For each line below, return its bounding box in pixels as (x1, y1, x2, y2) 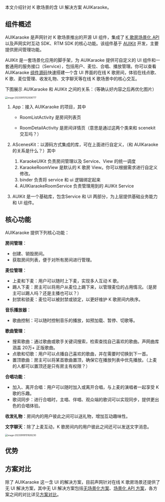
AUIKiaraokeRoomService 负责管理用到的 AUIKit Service (19, 183, 134, 189)
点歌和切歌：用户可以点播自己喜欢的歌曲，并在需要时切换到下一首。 (12, 351, 151, 357)
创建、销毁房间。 (12, 250, 47, 256)
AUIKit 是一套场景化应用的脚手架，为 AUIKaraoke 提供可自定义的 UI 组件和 (5, 57, 156, 63)
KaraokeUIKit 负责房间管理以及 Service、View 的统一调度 (19, 158, 136, 164)
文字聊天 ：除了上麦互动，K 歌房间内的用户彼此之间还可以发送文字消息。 (5, 423, 152, 429)
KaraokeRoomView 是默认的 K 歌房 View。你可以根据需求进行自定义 (19, 164, 158, 170)
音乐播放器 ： (5, 307, 31, 313)
